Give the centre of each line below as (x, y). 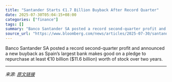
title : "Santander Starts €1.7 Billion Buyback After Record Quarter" (82, 10)
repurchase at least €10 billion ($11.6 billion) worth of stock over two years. (84, 59)
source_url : (18, 34)
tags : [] (15, 24)
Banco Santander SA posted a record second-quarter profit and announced (85, 48)
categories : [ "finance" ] (32, 19)
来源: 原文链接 (20, 74)
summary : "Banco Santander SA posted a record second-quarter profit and (86, 29)
